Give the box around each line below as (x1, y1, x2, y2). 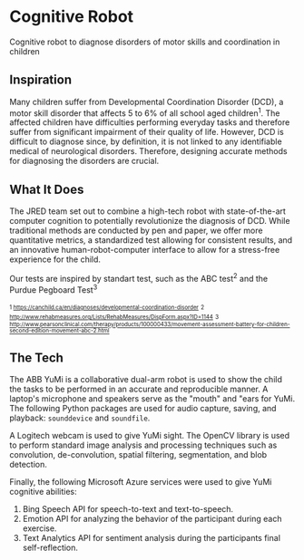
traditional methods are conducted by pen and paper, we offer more (9, 225, 263, 237)
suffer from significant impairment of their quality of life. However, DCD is (9, 127, 284, 138)
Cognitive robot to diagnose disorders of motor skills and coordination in (9, 36, 280, 47)
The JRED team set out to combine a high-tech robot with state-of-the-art (9, 206, 286, 217)
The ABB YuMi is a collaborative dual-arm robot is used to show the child (9, 374, 283, 385)
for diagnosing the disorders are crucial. (9, 156, 160, 167)
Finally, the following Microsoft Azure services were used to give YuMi (9, 477, 272, 488)
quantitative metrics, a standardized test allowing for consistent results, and (9, 235, 293, 246)
